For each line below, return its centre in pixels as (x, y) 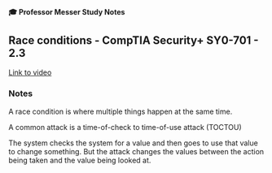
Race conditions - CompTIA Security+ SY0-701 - (134, 40)
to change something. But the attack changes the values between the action (136, 151)
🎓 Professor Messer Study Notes (67, 11)
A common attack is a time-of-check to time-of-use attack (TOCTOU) (125, 127)
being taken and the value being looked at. (80, 160)
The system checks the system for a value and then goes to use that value (133, 143)
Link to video (30, 72)
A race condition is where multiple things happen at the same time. (121, 111)
